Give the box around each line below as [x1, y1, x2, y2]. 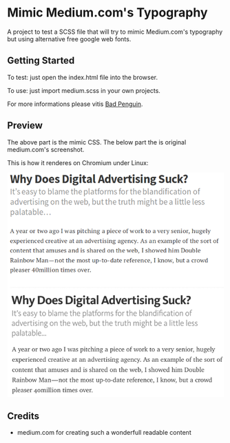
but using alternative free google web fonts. [7, 34, 132, 43]
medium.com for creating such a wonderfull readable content [17, 429, 191, 437]
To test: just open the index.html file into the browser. [7, 73, 158, 81]
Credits [7, 410, 40, 422]
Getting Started [7, 55, 75, 67]
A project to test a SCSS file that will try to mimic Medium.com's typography [7, 28, 223, 36]
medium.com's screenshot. [7, 145, 85, 153]
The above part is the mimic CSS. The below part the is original [7, 138, 187, 146]
